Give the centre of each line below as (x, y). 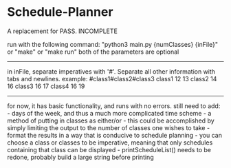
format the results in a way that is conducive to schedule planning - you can (114, 135)
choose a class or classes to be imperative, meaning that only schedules (110, 143)
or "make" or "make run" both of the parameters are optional (93, 52)
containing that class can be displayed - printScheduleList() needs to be (109, 149)
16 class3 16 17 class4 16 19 (46, 86)
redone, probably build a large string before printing (80, 157)
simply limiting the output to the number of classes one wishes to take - (109, 127)
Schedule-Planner (60, 12)
